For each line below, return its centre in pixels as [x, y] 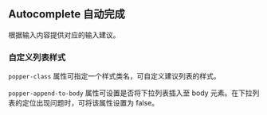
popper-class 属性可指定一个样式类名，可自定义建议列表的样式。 [114, 76]
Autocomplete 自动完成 [67, 14]
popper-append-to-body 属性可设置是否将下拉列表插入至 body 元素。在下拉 [130, 93]
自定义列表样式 [37, 57]
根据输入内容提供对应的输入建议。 [64, 35]
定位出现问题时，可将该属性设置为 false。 [90, 103]
